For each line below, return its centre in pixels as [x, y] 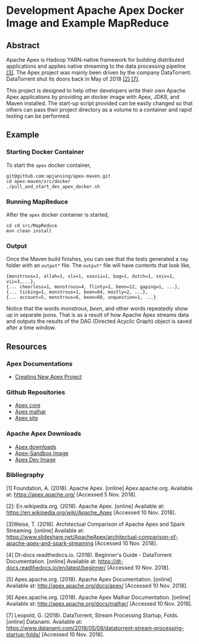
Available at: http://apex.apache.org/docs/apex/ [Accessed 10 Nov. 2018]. [97, 585]
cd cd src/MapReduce [32, 226]
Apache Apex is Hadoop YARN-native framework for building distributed [95, 60]
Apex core [27, 405]
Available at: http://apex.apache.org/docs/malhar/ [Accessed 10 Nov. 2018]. [99, 603]
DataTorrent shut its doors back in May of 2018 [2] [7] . [73, 79]
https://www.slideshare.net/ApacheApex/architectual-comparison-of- [92, 537]
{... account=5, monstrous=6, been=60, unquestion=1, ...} [81, 298]
